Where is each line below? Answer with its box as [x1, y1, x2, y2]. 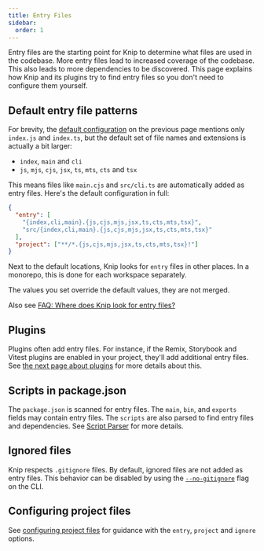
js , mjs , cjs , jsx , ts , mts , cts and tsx [19, 165, 137, 174]
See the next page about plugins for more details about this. [8, 361, 203, 370]
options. [8, 534, 35, 543]
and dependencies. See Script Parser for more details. [8, 421, 184, 431]
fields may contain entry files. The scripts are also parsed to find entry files [8, 413, 254, 422]
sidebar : [8, 19, 37, 27]
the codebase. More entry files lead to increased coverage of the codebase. [8, 56, 255, 65]
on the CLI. [8, 481, 44, 491]
